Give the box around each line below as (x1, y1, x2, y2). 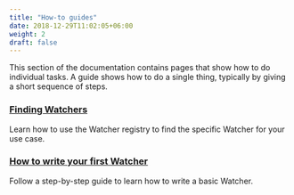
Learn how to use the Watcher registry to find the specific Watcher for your (9, 124, 285, 134)
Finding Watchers (9, 103, 88, 116)
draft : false (9, 37, 58, 47)
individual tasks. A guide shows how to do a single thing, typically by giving (9, 72, 287, 83)
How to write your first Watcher (9, 155, 149, 167)
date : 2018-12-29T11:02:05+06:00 (9, 21, 134, 30)
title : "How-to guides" (9, 12, 98, 22)
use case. (9, 133, 45, 143)
